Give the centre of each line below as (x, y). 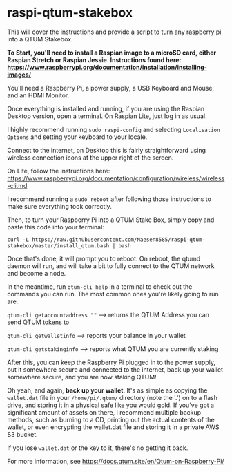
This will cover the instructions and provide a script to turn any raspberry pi (114, 32)
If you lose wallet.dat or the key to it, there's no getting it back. (98, 448)
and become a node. (37, 273)
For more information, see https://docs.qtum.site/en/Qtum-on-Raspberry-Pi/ (116, 461)
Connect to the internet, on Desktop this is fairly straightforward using (106, 150)
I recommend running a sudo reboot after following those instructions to (109, 199)
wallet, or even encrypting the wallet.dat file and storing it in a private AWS (113, 427)
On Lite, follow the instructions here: (59, 171)
